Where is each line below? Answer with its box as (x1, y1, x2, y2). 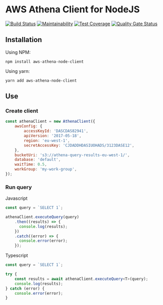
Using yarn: (5, 68, 30, 74)
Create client (5, 107, 39, 115)
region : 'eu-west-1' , (24, 138, 70, 143)
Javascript (5, 195, 28, 201)
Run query (5, 183, 32, 190)
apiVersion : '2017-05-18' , (24, 134, 82, 139)
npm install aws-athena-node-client (5, 59, 84, 64)
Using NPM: (5, 49, 31, 55)
